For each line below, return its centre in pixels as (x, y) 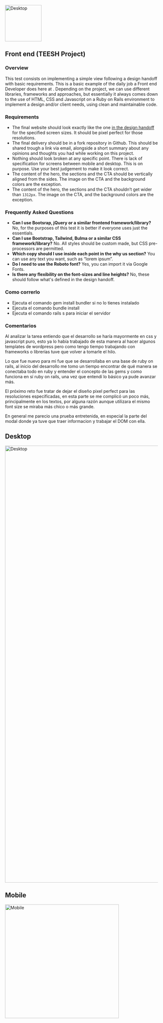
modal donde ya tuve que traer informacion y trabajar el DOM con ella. (75, 421)
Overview (17, 68)
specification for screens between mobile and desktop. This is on (77, 163)
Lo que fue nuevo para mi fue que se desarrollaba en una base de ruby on (79, 361)
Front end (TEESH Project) (45, 54)
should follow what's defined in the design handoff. (63, 280)
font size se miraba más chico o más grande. (50, 406)
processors (23, 249)
